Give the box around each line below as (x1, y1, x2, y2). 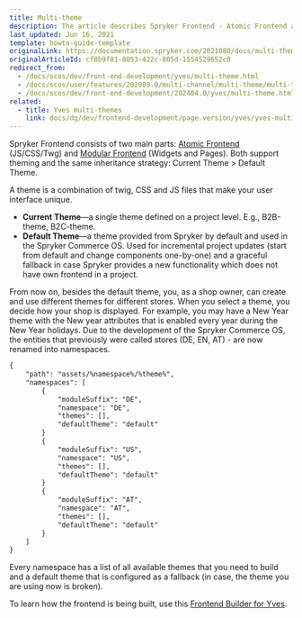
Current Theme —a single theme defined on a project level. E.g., (22, 212, 261, 223)
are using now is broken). (9, 581, 103, 592)
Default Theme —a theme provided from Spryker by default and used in (22, 231, 289, 241)
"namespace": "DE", (57, 403, 130, 413)
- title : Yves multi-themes (17, 105, 123, 114)
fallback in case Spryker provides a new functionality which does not (22, 259, 279, 270)
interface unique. (9, 195, 73, 205)
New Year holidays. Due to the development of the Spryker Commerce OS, (9, 325, 286, 336)
